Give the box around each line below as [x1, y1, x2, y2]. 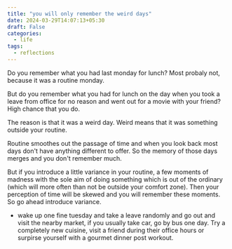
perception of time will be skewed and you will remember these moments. [7, 190, 221, 198]
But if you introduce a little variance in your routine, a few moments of [7, 168, 209, 176]
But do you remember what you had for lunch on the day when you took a [7, 89, 221, 98]
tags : [7, 43, 23, 50]
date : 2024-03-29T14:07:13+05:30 [7, 17, 105, 24]
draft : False [7, 23, 46, 30]
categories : [7, 29, 42, 37]
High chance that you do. [7, 105, 81, 113]
